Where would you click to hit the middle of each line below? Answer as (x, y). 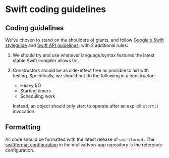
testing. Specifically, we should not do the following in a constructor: (84, 76)
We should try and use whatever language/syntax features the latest (83, 55)
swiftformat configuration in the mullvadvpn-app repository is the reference (84, 144)
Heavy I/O (31, 85)
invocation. (24, 111)
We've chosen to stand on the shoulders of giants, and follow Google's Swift (84, 40)
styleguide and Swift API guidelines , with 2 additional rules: (67, 45)
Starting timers (36, 91)
